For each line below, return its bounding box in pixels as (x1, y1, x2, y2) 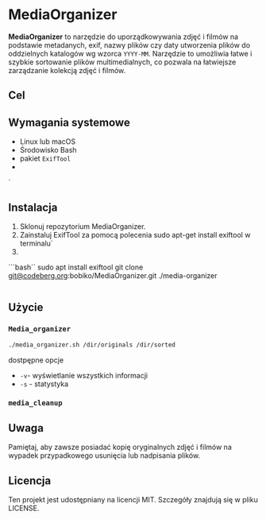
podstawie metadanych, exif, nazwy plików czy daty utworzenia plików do (8, 40, 251, 49)
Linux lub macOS (19, 137, 76, 146)
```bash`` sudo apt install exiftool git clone (8, 262, 144, 272)
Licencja (8, 474, 52, 487)
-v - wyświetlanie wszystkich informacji (19, 370, 148, 380)
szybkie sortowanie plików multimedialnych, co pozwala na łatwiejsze (8, 57, 237, 67)
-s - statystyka (19, 379, 69, 389)
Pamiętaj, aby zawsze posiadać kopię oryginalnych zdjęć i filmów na (8, 443, 232, 452)
